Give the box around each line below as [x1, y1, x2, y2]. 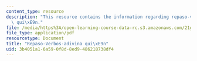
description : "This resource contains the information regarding [6, 14, 169, 20]
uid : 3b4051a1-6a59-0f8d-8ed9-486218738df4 [6, 46, 114, 52]
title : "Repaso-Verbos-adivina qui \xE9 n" [6, 41, 109, 47]
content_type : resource [6, 8, 64, 15]
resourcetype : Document [6, 35, 64, 41]
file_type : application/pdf [6, 30, 75, 36]
